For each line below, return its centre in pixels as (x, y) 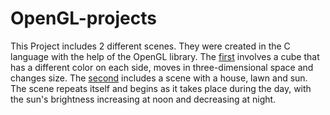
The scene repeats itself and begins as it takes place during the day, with (161, 88)
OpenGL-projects (83, 18)
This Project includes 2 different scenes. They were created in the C (150, 46)
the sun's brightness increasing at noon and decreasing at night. (143, 99)
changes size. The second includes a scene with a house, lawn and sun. (159, 78)
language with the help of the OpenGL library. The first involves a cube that (165, 56)
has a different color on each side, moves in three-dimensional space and (162, 67)
